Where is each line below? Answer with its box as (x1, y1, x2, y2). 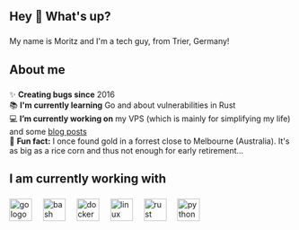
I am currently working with (9, 172, 167, 187)
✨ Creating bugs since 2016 (9, 89, 115, 100)
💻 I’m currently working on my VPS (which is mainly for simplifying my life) (9, 113, 291, 124)
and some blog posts (9, 126, 87, 137)
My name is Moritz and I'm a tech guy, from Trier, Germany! (9, 36, 230, 47)
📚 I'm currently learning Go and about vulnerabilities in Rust (9, 100, 236, 111)
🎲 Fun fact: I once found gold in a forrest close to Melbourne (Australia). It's (9, 136, 290, 146)
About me (9, 62, 66, 77)
